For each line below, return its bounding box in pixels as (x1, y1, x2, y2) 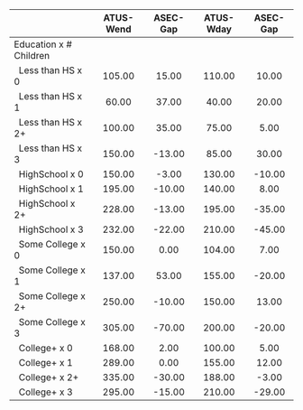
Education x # (14, 38, 72, 51)
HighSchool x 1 (18, 182, 84, 195)
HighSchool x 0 (18, 168, 84, 180)
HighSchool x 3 (18, 223, 84, 236)
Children (14, 50, 50, 61)
